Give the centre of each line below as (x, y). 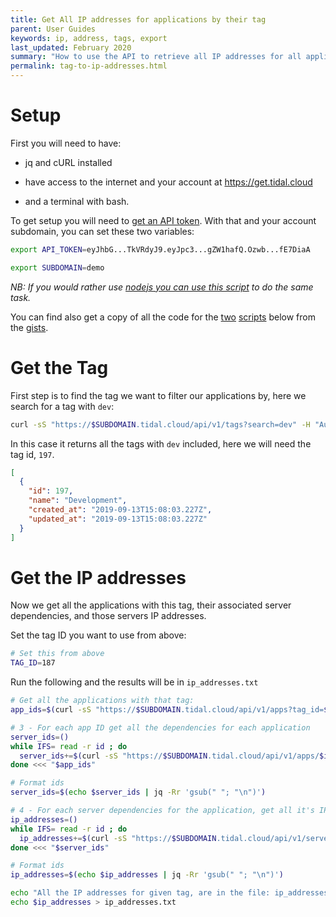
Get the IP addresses (98, 577)
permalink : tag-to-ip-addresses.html (89, 66)
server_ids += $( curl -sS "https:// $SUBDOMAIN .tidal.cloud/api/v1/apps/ (169, 756)
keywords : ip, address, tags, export (89, 38)
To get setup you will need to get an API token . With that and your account (163, 220)
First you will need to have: (66, 143)
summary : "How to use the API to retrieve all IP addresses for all (156, 57)
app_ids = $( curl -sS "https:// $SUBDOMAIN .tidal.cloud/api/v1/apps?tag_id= (167, 710)
